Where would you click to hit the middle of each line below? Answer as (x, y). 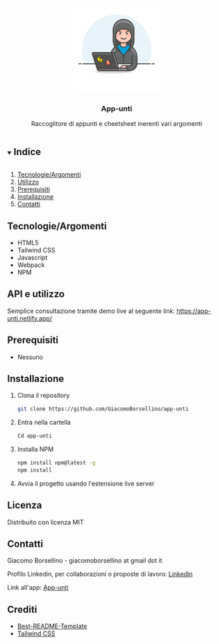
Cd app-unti (34, 436)
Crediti (22, 610)
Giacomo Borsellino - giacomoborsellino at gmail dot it (85, 561)
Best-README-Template (52, 626)
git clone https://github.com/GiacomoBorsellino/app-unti (103, 409)
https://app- (194, 311)
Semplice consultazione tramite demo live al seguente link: (91, 311)
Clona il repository (43, 396)
